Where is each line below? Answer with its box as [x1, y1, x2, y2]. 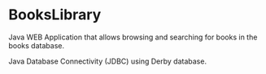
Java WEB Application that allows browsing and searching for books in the [8, 32, 258, 42]
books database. [8, 40, 65, 50]
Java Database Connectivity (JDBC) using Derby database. [8, 56, 207, 66]
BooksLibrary [8, 6, 102, 24]
